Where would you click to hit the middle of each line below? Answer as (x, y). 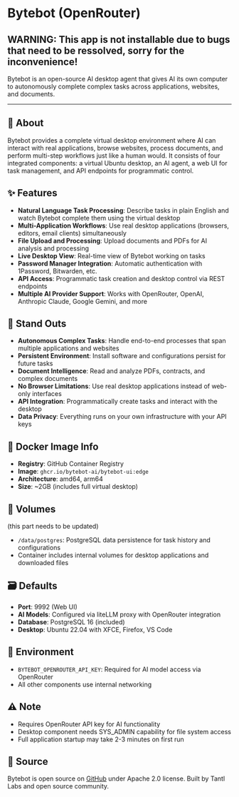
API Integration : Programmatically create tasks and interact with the (118, 402)
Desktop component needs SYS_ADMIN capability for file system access (124, 731)
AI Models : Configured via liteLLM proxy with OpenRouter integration (119, 614)
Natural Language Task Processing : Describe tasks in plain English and (123, 210)
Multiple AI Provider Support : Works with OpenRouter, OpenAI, (111, 293)
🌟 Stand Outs (37, 324)
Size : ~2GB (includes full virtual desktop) (78, 487)
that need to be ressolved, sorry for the (96, 50)
